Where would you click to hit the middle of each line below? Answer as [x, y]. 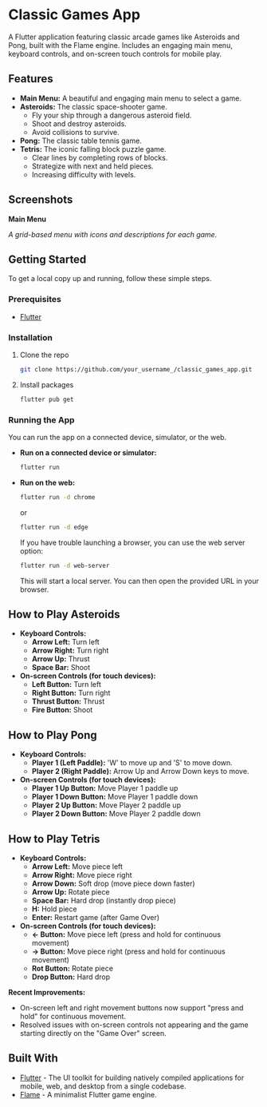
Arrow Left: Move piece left [77, 866]
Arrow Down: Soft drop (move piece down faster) [113, 883]
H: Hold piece [54, 909]
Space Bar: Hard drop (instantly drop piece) [104, 900]
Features [31, 79]
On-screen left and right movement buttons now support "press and [132, 1007]
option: [31, 551]
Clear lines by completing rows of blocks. [100, 157]
